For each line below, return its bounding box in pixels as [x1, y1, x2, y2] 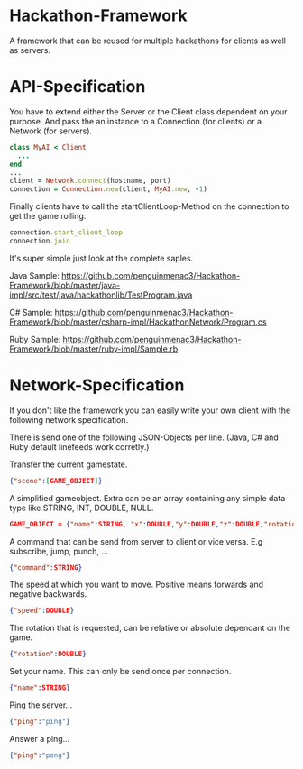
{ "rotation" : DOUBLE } [9, 650, 87, 659]
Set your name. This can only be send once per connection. [9, 666, 232, 677]
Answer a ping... [9, 733, 70, 744]
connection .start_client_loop [9, 228, 124, 237]
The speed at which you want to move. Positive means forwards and [9, 579, 264, 590]
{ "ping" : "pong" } [9, 750, 70, 760]
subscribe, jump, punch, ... [9, 545, 109, 556]
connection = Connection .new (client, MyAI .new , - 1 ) [9, 185, 207, 194]
